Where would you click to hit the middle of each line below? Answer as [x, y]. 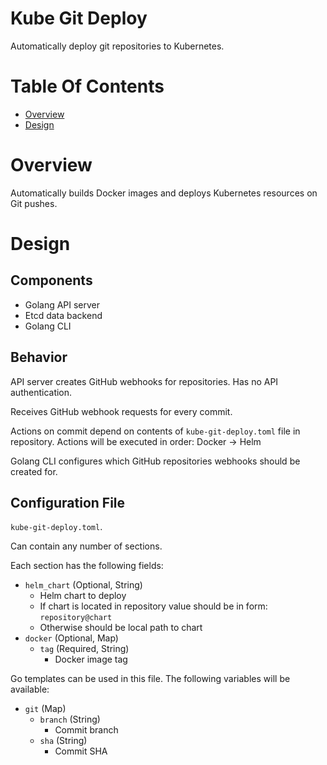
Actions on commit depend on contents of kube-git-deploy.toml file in [155, 431]
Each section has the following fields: [87, 566]
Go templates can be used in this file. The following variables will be [150, 679]
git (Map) [45, 709]
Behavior [39, 357]
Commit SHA [81, 751]
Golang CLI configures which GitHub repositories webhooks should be [155, 461]
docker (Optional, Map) [71, 638]
